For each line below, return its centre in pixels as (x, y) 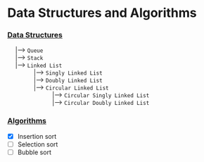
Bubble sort (34, 152)
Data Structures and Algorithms (102, 13)
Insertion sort (37, 136)
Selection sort (38, 144)
